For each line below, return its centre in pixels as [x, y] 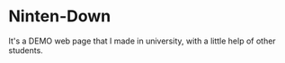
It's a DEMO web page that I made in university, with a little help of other [142, 41]
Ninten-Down [60, 16]
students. [26, 50]
